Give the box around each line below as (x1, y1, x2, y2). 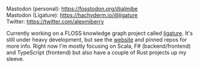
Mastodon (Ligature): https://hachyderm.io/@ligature (6, 11, 138, 19)
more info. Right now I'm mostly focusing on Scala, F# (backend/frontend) (6, 42, 191, 49)
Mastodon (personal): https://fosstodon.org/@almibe (6, 5, 138, 12)
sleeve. (6, 56, 24, 62)
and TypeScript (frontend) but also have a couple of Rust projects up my (6, 49, 187, 56)
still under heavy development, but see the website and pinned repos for (6, 36, 188, 43)
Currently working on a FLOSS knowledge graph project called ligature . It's (6, 30, 193, 37)
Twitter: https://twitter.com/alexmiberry (6, 18, 104, 25)
